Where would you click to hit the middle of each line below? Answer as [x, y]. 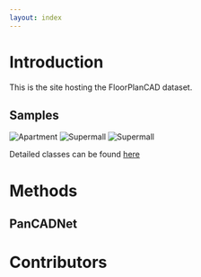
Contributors [58, 263]
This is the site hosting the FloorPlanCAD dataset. [101, 87]
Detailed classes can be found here [75, 155]
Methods [44, 191]
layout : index [36, 18]
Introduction [57, 62]
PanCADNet [44, 223]
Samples [35, 115]
